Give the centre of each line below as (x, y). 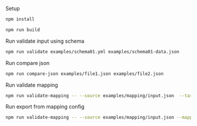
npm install (20, 19)
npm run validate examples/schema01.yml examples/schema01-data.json (93, 52)
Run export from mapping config (45, 107)
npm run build (23, 30)
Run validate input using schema (45, 41)
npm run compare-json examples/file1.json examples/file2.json (85, 74)
